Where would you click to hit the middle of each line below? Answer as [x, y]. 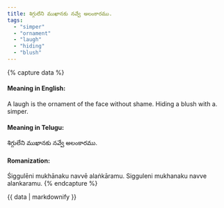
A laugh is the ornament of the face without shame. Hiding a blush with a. [112, 104]
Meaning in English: [37, 89]
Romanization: [29, 161]
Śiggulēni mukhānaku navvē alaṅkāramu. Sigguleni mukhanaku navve [107, 176]
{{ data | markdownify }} [42, 197]
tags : [15, 20]
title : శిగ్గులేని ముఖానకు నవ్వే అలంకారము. [60, 14]
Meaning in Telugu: [36, 127]
